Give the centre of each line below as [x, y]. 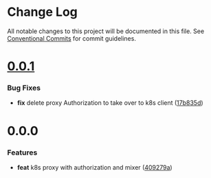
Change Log [42, 12]
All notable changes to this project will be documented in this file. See [106, 31]
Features [22, 152]
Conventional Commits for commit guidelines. [71, 38]
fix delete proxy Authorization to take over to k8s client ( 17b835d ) [110, 103]
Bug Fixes [24, 88]
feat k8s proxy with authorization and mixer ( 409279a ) [95, 167]
